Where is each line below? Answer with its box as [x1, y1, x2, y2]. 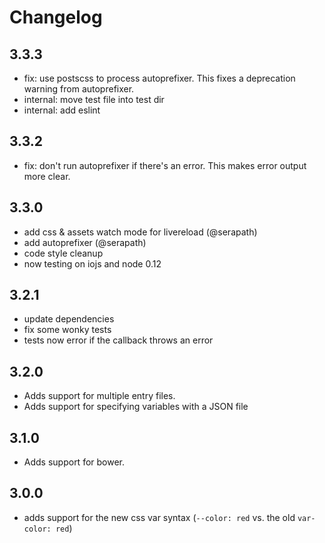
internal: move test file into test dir [23, 94, 165, 105]
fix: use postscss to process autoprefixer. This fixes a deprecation [23, 72, 296, 84]
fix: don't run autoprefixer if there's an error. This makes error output [23, 159, 307, 171]
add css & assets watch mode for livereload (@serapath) [23, 226, 258, 238]
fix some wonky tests [23, 324, 112, 336]
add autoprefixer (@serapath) [23, 236, 147, 248]
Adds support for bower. [23, 456, 126, 468]
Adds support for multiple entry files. [23, 390, 176, 402]
